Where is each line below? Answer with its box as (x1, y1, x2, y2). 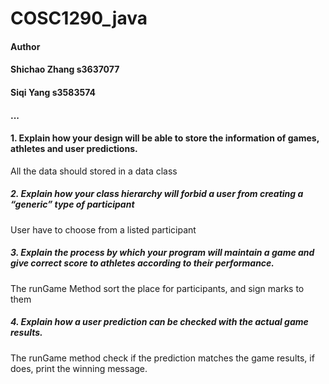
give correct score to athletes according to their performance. (10, 257, 275, 269)
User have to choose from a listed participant (10, 223, 197, 236)
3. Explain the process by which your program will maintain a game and (10, 247, 315, 259)
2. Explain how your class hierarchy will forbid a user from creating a (10, 188, 304, 200)
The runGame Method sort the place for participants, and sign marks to (10, 282, 305, 294)
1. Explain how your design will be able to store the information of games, (10, 132, 320, 144)
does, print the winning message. (10, 362, 148, 374)
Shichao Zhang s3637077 (10, 63, 120, 76)
